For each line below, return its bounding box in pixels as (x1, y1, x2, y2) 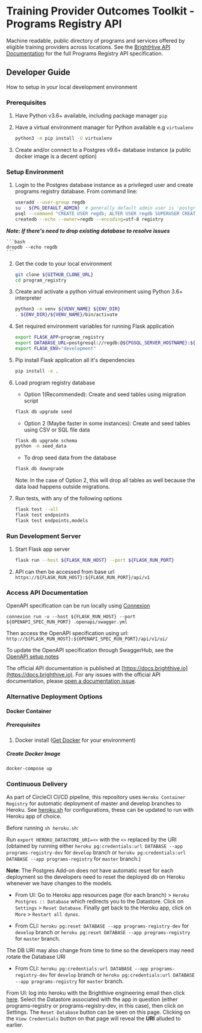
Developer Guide (6, 68, 71, 78)
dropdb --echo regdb (6, 244, 58, 250)
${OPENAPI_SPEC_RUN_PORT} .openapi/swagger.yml (6, 619, 128, 625)
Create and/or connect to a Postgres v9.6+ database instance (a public (14, 146, 191, 153)
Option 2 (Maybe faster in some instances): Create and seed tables (23, 419, 191, 427)
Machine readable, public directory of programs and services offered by (6, 37, 185, 44)
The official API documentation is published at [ (6, 665, 124, 672)
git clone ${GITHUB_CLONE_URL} (14, 271, 94, 278)
